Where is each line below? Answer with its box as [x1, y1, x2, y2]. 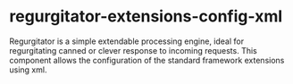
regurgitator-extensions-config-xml [9, 6, 283, 27]
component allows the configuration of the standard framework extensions [9, 55, 285, 65]
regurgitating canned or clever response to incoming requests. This [9, 45, 257, 55]
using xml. [9, 64, 47, 75]
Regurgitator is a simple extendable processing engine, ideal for [9, 36, 244, 46]
